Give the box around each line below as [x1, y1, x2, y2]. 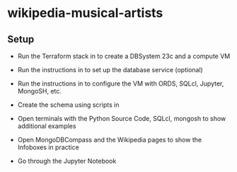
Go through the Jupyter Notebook [17, 157, 117, 165]
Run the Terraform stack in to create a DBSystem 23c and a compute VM [17, 52, 231, 60]
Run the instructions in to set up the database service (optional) [17, 66, 203, 74]
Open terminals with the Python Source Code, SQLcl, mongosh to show [17, 115, 226, 122]
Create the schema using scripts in [17, 101, 120, 109]
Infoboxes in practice [17, 143, 79, 151]
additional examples [17, 122, 76, 130]
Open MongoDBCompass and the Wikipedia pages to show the [17, 136, 202, 144]
